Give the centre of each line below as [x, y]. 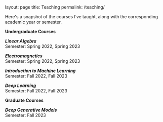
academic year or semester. [34, 22]
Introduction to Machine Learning [40, 71]
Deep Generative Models [31, 110]
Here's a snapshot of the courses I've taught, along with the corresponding [81, 17]
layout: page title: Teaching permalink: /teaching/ [55, 7]
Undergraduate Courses [30, 31]
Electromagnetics [24, 56]
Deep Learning [20, 85]
